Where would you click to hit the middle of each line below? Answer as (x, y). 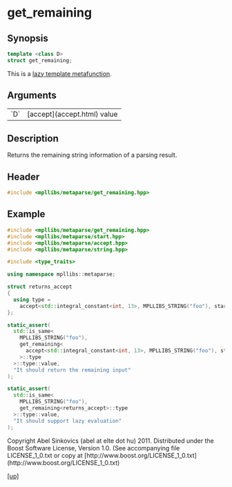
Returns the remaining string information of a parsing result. (92, 155)
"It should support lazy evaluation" (68, 421)
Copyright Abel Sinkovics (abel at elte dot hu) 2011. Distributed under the (110, 441)
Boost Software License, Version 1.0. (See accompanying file (94, 448)
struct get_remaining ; (40, 60)
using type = (32, 299)
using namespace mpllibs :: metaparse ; (61, 274)
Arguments (32, 96)
